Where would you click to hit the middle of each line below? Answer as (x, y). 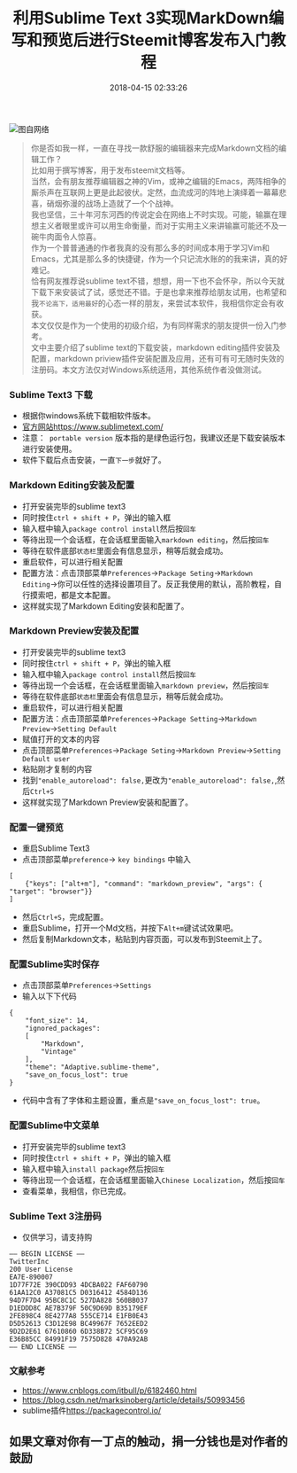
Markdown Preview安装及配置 (74, 631)
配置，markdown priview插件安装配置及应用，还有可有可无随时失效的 (157, 358)
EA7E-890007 (31, 1277)
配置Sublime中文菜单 (54, 1126)
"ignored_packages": (63, 1029)
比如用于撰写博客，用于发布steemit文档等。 (110, 170)
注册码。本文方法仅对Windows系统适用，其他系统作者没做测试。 (148, 370)
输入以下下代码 (49, 996)
